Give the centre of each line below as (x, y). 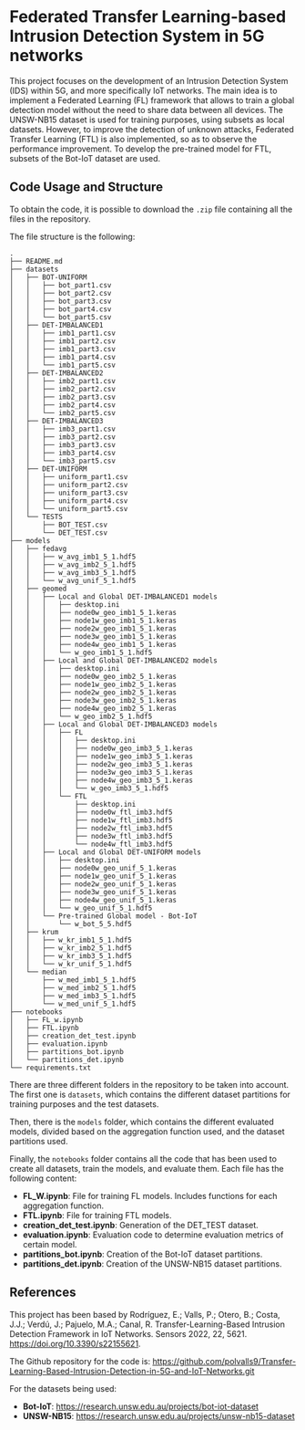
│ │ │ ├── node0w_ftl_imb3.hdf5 (91, 812)
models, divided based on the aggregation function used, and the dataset (147, 1131)
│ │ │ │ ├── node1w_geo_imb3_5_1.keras (102, 756)
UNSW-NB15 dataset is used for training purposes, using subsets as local (147, 120)
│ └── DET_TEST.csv (58, 532)
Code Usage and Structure (86, 188)
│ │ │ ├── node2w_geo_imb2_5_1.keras (93, 692)
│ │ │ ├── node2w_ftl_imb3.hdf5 (91, 828)
